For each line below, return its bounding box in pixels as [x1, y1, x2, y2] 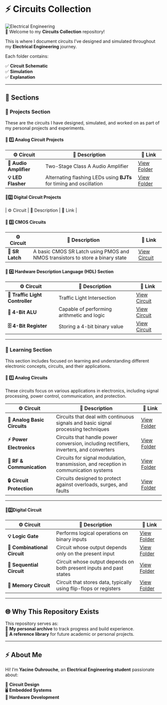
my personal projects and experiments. [5, 125, 85, 131]
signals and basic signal [56, 419, 112, 426]
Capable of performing [59, 306, 112, 313]
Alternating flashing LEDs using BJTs [45, 174, 132, 181]
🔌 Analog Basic [7, 416, 45, 423]
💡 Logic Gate [7, 533, 39, 540]
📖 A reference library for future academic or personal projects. [5, 631, 135, 637]
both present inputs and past [56, 565, 123, 572]
